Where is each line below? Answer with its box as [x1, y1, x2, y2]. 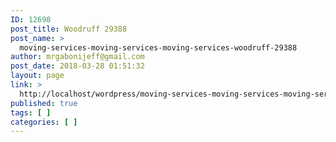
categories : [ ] [10, 117, 78, 127]
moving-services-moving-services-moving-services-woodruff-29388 [19, 42, 298, 53]
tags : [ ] [10, 107, 52, 118]
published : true [10, 98, 78, 108]
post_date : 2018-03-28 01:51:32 [10, 61, 145, 71]
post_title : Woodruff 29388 [10, 24, 128, 34]
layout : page [10, 71, 65, 81]
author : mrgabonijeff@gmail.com [10, 52, 145, 62]
